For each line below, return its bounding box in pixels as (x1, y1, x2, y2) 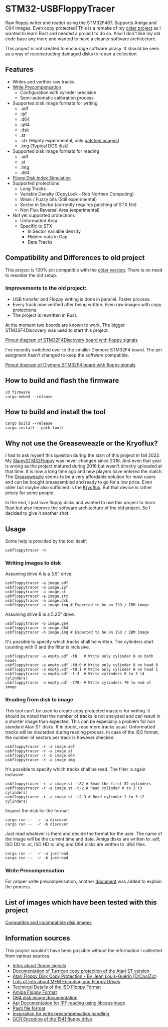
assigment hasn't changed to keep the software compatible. (5, 352, 129, 358)
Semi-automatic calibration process (20, 95, 94, 101)
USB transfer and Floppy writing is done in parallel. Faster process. (12, 296, 151, 302)
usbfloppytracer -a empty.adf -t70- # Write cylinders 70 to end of (5, 680, 151, 685)
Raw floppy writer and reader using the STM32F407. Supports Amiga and (5, 20, 157, 26)
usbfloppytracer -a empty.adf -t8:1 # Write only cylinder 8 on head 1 (5, 667, 158, 672)
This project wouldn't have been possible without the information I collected (5, 947, 162, 953)
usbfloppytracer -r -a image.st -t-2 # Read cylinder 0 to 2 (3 (5, 785, 142, 791)
